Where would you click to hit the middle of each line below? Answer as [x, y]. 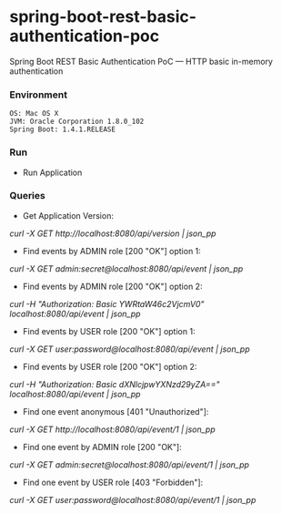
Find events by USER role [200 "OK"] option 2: [110, 366]
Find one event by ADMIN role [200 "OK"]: [102, 447]
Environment [39, 95]
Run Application [52, 172]
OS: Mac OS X [34, 114]
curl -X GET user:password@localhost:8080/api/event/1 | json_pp [133, 499]
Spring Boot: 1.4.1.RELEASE [63, 129]
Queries [27, 196]
